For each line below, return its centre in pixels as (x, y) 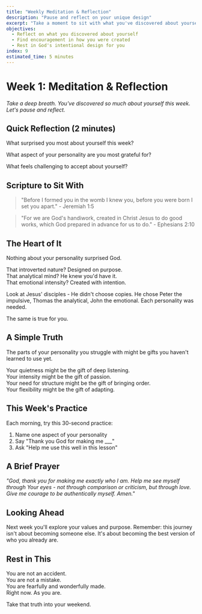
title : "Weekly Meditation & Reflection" (59, 12)
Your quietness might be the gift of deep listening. (68, 370)
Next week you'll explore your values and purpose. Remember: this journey (99, 527)
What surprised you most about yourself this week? (70, 143)
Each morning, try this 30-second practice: (60, 423)
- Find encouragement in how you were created (71, 40)
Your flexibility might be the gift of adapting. (61, 389)
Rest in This (29, 559)
